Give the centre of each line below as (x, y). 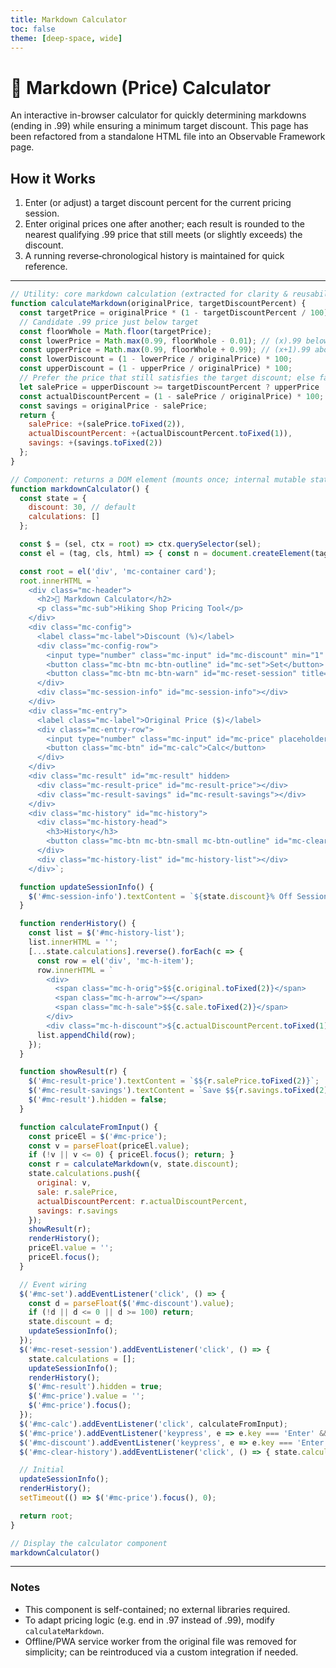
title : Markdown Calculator (69, 19)
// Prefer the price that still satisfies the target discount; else (167, 378)
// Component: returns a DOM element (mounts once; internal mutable (158, 479)
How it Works (53, 178)
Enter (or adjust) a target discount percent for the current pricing (158, 203)
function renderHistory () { (78, 924)
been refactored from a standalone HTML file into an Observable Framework (168, 137)
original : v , (64, 1183)
